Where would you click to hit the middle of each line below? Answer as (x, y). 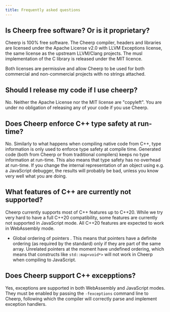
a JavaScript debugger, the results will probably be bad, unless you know (82, 171)
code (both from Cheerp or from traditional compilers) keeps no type (77, 155)
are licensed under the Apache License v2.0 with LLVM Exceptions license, (84, 48)
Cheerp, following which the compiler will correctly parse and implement (81, 299)
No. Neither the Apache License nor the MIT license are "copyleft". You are (84, 102)
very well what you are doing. (36, 176)
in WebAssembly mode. (30, 228)
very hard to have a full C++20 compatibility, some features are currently (81, 217)
